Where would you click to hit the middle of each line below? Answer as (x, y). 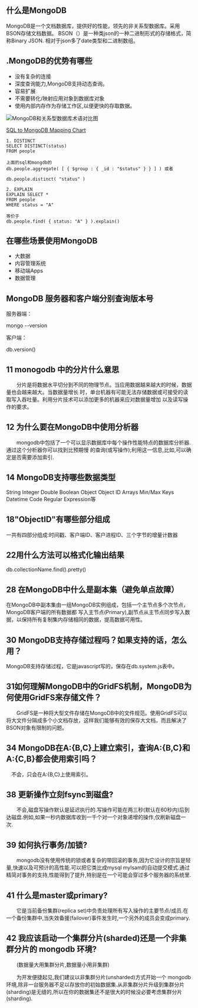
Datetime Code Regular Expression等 (51, 499)
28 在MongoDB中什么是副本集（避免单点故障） (93, 590)
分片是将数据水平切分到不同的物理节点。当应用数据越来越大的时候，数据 (104, 385)
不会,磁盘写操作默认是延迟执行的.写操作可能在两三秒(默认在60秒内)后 (100, 810)
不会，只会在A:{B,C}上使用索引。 (51, 774)
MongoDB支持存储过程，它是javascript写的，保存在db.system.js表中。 (92, 666)
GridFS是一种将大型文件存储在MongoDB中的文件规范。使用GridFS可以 (102, 713)
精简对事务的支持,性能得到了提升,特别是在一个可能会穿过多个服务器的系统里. (99, 875)
